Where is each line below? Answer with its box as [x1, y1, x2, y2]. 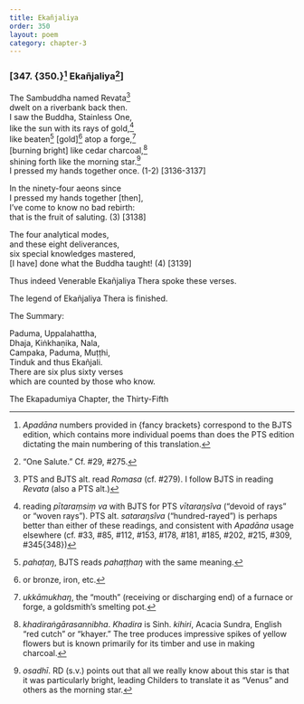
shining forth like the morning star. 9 [9, 155, 142, 167]
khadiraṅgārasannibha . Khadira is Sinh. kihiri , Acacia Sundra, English [22, 619, 282, 630]
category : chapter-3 [9, 38, 88, 48]
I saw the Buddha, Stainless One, [9, 111, 133, 122]
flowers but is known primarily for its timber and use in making [22, 638, 255, 649]
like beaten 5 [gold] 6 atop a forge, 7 [9, 132, 137, 145]
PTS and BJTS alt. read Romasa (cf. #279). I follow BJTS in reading [22, 474, 274, 484]
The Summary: [9, 311, 65, 322]
